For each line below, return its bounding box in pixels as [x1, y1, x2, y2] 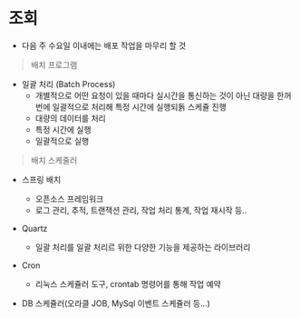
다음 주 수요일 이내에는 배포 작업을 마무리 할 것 [21, 40, 187, 51]
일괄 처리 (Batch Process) [21, 78, 116, 89]
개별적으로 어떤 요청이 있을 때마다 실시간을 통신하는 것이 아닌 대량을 [34, 90, 276, 101]
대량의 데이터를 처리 [34, 113, 106, 124]
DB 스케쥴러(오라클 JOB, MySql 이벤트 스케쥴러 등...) [21, 297, 210, 309]
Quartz [21, 223, 48, 234]
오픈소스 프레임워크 [34, 193, 104, 204]
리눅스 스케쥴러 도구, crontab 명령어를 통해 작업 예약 [34, 278, 221, 289]
